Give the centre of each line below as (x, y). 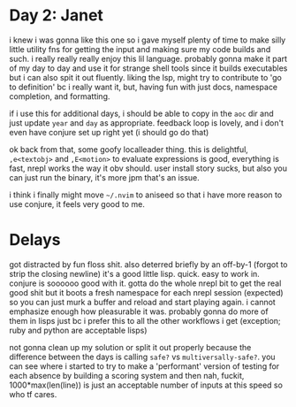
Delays (35, 240)
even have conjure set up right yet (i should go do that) (109, 132)
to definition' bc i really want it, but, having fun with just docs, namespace (144, 87)
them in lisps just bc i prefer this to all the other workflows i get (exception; (145, 320)
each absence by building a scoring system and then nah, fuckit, (127, 375)
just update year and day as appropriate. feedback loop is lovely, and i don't (147, 123)
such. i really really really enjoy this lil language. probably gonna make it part (148, 58)
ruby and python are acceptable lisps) (78, 330)
